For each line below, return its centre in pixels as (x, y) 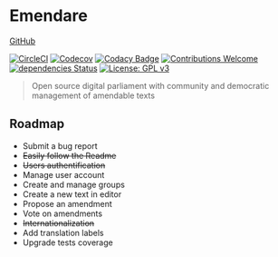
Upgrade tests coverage (67, 242)
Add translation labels (63, 232)
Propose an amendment (67, 203)
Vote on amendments (62, 213)
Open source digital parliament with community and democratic (150, 85)
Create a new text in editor (72, 194)
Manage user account (63, 174)
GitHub (23, 41)
